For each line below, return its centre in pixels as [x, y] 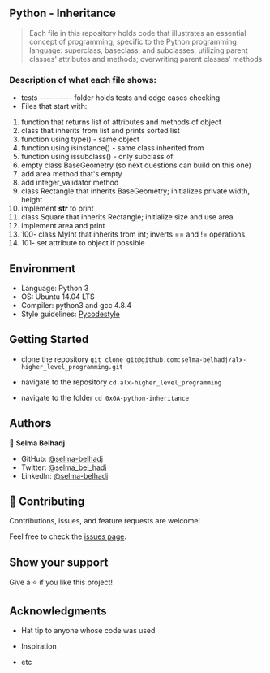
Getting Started [49, 339]
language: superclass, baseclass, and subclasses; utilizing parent [138, 50]
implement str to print [57, 208]
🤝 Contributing [47, 501]
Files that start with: [54, 106]
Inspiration [39, 646]
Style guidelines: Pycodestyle [71, 314]
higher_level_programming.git [72, 367]
